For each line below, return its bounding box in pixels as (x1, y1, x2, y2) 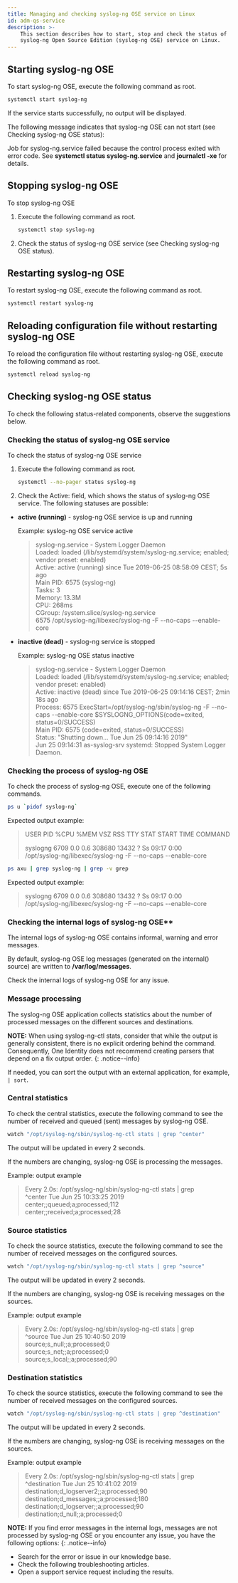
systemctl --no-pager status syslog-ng (17, 478, 136, 485)
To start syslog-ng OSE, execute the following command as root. (7, 82, 197, 90)
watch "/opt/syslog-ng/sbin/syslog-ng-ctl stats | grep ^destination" (7, 1410, 221, 1417)
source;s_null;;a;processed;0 (24, 1340, 110, 1348)
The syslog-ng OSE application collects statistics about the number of (7, 1010, 212, 1019)
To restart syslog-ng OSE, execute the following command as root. (7, 286, 202, 295)
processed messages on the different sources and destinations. (7, 1017, 194, 1026)
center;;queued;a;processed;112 (24, 1200, 119, 1209)
